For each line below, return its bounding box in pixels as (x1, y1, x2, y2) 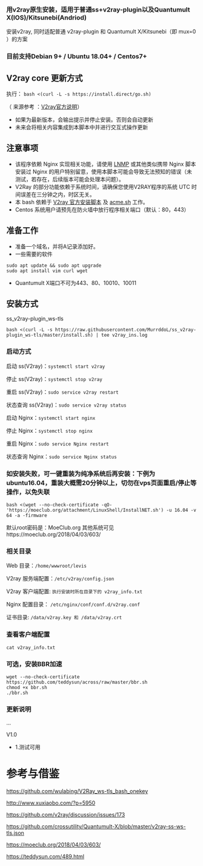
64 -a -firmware (6, 512, 47, 519)
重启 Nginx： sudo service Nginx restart (6, 439, 109, 447)
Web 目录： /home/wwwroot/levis (6, 562, 87, 569)
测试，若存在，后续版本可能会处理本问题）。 (15, 175, 124, 183)
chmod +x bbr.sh (6, 684, 47, 690)
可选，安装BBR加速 (6, 659, 62, 668)
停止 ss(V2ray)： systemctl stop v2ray (6, 375, 103, 382)
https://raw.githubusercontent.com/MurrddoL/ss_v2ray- (55, 327, 197, 333)
